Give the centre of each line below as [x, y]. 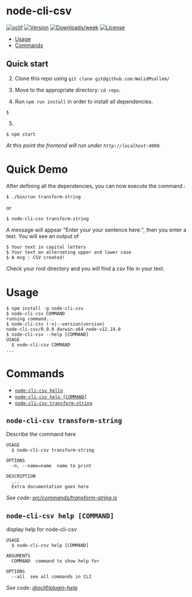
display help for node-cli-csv [42, 529]
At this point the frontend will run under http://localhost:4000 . [84, 145]
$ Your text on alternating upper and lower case [69, 252]
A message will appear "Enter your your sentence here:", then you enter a [96, 230]
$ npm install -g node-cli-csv [45, 308]
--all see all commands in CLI [52, 577]
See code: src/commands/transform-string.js [62, 498]
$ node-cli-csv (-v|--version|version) [56, 324]
